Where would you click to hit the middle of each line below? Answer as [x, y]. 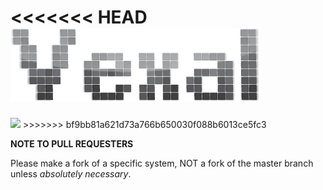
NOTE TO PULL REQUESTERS [72, 143]
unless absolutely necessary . [71, 173]
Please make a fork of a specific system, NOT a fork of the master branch [162, 163]
